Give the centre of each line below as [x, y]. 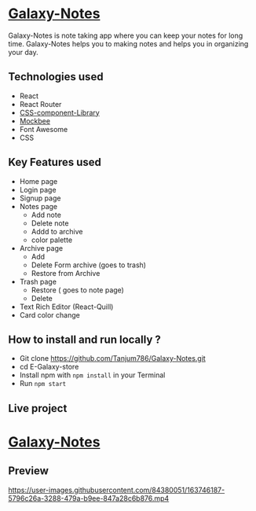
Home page [38, 181]
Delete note [50, 223]
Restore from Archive [66, 273]
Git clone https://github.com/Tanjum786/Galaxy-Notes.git [112, 358]
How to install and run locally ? [84, 339]
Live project [38, 408]
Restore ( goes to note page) [77, 290]
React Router [40, 104]
